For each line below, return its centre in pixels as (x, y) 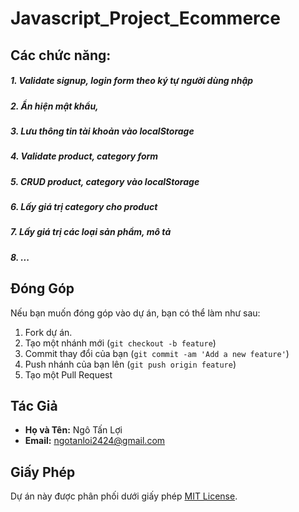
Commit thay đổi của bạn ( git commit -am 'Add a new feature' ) (157, 353)
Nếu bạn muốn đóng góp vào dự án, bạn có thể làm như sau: (135, 313)
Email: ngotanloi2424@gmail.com (95, 441)
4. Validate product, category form (84, 156)
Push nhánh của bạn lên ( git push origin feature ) (130, 364)
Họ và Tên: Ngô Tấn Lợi (73, 430)
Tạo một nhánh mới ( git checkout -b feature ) (120, 343)
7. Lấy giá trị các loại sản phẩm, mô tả (91, 232)
